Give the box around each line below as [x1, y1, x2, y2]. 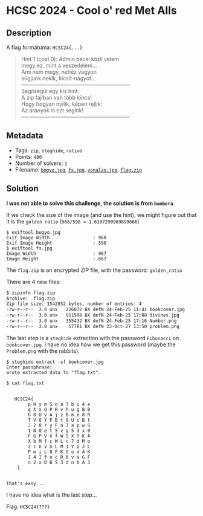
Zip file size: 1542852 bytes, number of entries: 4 [6, 301, 142, 307]
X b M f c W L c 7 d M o [28, 438, 91, 444]
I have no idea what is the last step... [6, 491, 97, 498]
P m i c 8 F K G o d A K [28, 448, 91, 455]
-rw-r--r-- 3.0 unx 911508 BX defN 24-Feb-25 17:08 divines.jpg [6, 312, 180, 318]
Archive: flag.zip [6, 295, 56, 302]
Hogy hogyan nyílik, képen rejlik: [21, 100, 103, 108]
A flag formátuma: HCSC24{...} [6, 44, 83, 51]
